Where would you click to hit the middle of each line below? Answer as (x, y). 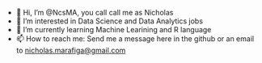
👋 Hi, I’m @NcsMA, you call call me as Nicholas (95, 13)
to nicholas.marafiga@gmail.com (71, 50)
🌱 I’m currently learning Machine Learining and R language (114, 29)
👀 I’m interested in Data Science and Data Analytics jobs (110, 21)
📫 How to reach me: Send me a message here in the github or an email (135, 39)
